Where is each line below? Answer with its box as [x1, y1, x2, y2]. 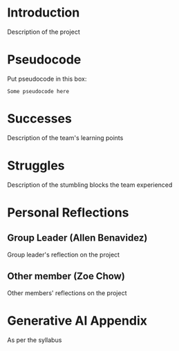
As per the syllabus [7, 336, 62, 344]
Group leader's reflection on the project [7, 250, 120, 259]
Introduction [7, 5, 80, 21]
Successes [7, 111, 73, 127]
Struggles [7, 158, 65, 173]
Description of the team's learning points [7, 133, 124, 142]
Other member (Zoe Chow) [7, 270, 126, 282]
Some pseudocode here [7, 88, 70, 94]
